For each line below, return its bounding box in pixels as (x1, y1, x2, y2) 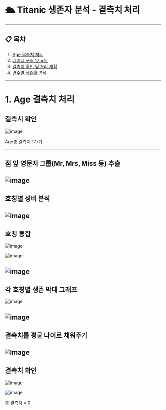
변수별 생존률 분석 (12, 70, 47, 76)
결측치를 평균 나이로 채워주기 (5, 331, 88, 340)
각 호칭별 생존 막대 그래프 (5, 285, 78, 293)
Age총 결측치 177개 (5, 138, 43, 144)
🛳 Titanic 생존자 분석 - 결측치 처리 (5, 4, 140, 16)
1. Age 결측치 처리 (5, 94, 75, 105)
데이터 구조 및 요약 (12, 58, 48, 63)
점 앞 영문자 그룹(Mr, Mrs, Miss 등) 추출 (5, 159, 121, 168)
